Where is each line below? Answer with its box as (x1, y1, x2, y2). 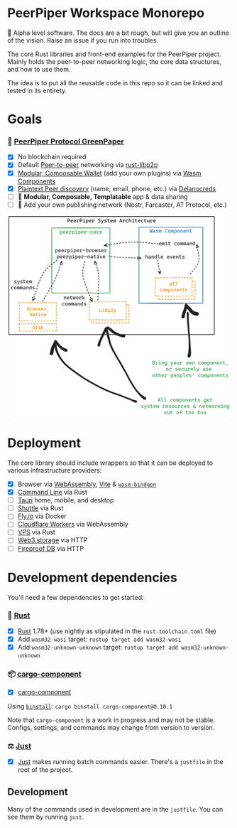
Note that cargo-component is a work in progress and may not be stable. (7, 716, 215, 724)
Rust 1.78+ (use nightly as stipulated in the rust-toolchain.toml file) (17, 627, 216, 635)
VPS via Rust (17, 528, 55, 537)
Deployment (7, 435, 82, 451)
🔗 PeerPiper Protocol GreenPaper (7, 136, 124, 146)
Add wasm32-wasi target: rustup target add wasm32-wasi (17, 635, 182, 643)
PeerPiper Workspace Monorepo (7, 5, 204, 21)
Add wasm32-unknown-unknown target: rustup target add (17, 642, 179, 651)
